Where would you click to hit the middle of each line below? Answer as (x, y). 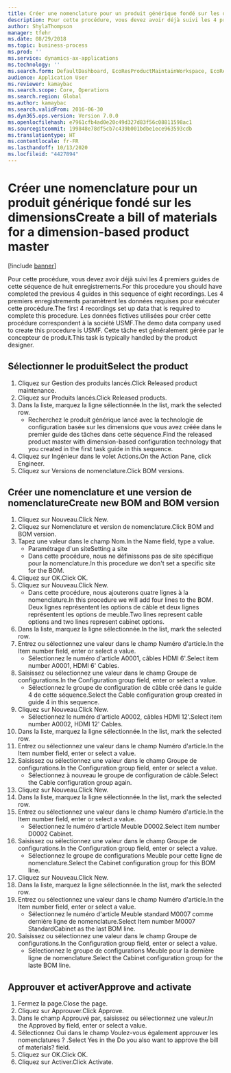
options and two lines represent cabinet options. (96, 622)
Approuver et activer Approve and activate (100, 987)
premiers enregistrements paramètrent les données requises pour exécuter (114, 301)
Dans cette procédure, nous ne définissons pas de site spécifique (121, 556)
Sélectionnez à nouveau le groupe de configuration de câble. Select (123, 775)
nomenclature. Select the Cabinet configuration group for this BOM (122, 863)
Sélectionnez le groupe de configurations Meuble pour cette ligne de (125, 856)
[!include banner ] (32, 265)
